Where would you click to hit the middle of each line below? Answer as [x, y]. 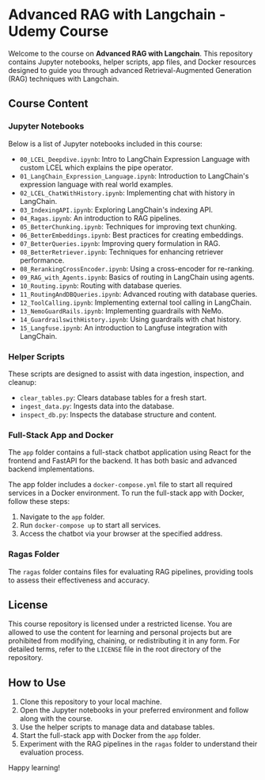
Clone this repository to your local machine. [91, 702]
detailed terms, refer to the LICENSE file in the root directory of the [115, 649]
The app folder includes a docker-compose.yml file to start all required [121, 485]
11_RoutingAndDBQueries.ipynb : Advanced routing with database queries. [138, 294]
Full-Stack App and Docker [61, 435]
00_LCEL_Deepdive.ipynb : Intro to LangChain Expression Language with [135, 159]
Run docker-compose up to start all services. [90, 525]
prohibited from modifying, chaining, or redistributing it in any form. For [124, 641]
